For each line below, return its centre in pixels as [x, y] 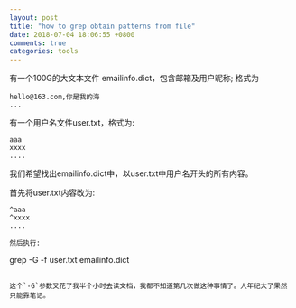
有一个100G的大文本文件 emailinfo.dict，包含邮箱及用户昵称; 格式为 [134, 79]
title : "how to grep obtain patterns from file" [102, 26]
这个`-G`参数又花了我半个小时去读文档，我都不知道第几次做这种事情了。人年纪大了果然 [148, 286]
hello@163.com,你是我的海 [55, 97]
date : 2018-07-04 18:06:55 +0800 [72, 34]
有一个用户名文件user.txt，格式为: [72, 123]
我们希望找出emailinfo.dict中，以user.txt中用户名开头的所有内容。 [131, 173]
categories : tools [44, 51]
